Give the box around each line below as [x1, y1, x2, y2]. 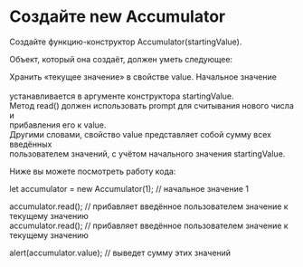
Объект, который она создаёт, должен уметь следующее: [9, 53, 233, 64]
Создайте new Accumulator [9, 6, 226, 27]
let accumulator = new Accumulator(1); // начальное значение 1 [9, 183, 249, 194]
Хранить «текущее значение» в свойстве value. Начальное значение [9, 71, 278, 82]
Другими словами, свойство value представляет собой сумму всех [9, 129, 272, 139]
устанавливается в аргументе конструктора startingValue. [9, 91, 234, 101]
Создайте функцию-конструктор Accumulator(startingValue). [9, 36, 242, 47]
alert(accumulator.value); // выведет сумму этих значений [9, 247, 232, 258]
